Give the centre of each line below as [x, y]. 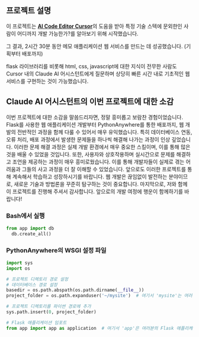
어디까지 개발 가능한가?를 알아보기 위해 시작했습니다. [78, 33]
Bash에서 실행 [25, 216]
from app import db [30, 228]
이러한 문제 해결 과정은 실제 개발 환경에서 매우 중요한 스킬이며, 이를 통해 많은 [102, 147]
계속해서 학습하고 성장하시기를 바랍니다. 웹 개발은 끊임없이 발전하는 [90, 177]
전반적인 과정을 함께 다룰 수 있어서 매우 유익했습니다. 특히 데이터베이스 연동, [105, 132]
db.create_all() [31, 234]
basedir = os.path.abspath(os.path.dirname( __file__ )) [75, 290]
